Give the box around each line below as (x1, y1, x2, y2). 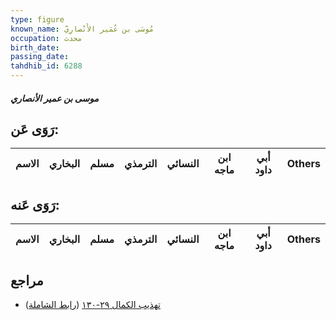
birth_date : (10, 42, 60, 53)
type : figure (10, 14, 65, 25)
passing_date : (10, 52, 70, 62)
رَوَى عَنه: (10, 196, 60, 213)
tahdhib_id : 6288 (10, 61, 83, 71)
